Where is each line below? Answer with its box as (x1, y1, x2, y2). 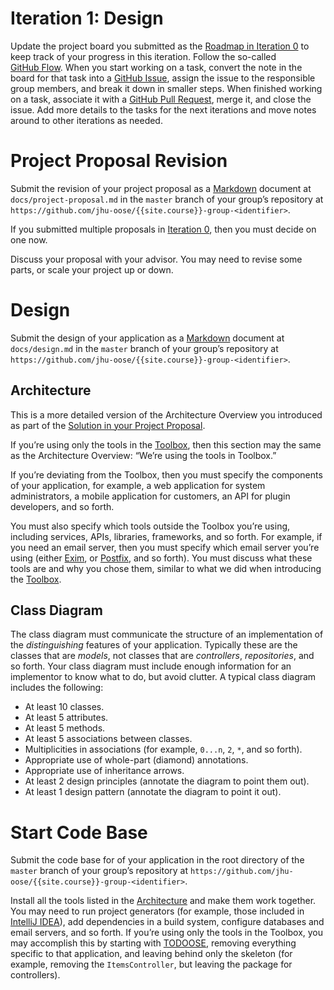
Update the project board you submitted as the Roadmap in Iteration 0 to (10, 40, 310, 52)
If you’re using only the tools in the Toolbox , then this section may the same (10, 438, 322, 451)
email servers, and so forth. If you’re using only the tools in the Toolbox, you (10, 927, 324, 939)
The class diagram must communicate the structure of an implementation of (10, 628, 324, 641)
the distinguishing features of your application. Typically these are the (10, 639, 298, 651)
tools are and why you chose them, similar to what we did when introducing (10, 562, 322, 574)
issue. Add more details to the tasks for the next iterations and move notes (10, 103, 317, 116)
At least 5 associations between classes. (24, 733, 193, 745)
